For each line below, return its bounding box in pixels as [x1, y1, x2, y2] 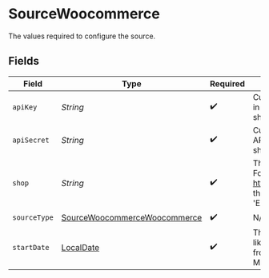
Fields [8, 54, 40, 68]
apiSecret [12, 135, 50, 145]
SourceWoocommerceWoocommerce [61, 212, 203, 224]
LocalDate [61, 241, 100, 252]
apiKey [12, 102, 38, 112]
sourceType [12, 213, 54, 222]
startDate [12, 243, 50, 252]
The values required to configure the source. [8, 31, 156, 41]
